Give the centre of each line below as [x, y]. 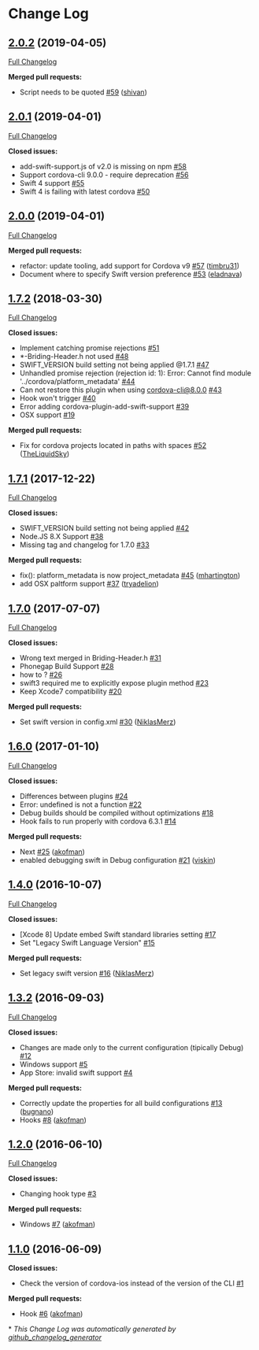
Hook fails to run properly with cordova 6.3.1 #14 [98, 821]
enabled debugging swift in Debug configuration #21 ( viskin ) [118, 860]
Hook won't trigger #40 [57, 398]
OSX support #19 [47, 415]
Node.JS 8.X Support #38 [61, 537]
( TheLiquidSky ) [44, 454]
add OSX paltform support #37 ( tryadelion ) [89, 584]
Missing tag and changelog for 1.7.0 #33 [84, 545]
